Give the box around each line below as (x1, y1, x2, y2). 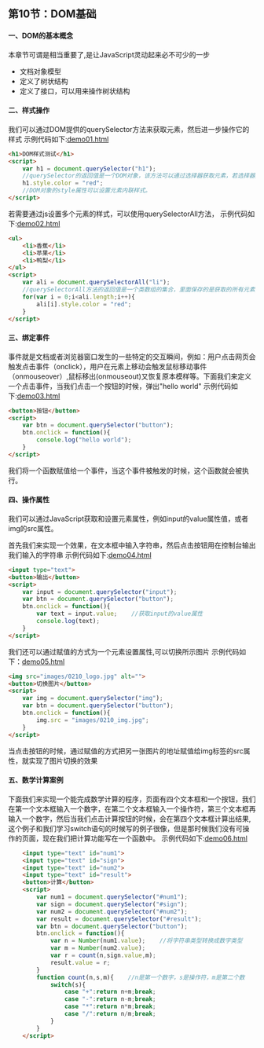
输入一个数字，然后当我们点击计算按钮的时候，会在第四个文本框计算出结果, (8, 814, 251, 823)
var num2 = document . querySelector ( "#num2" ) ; (36, 907, 189, 915)
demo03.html (16, 391, 60, 401)
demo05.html (22, 657, 65, 666)
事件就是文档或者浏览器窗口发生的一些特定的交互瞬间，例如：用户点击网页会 (8, 352, 256, 361)
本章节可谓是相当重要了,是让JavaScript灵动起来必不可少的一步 (8, 49, 211, 59)
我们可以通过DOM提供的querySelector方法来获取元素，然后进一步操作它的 (8, 124, 250, 134)
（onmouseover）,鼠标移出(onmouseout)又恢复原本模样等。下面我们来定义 (8, 372, 251, 381)
